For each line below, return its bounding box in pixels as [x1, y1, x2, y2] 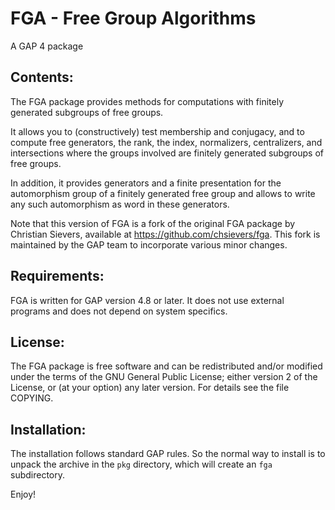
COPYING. [10, 392, 54, 404]
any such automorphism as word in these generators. [10, 198, 230, 210]
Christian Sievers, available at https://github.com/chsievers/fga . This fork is [10, 228, 321, 240]
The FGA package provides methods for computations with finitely [10, 95, 285, 107]
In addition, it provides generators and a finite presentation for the [10, 177, 282, 189]
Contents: [10, 69, 74, 86]
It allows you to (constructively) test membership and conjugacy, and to [10, 125, 305, 137]
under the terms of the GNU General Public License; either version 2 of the [10, 371, 318, 383]
